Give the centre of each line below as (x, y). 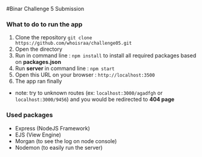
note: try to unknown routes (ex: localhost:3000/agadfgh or (89, 93)
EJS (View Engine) (38, 135)
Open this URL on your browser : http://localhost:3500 (85, 75)
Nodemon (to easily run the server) (59, 147)
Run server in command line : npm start (65, 68)
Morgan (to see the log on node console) (66, 141)
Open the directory (38, 49)
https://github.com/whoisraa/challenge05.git (73, 43)
